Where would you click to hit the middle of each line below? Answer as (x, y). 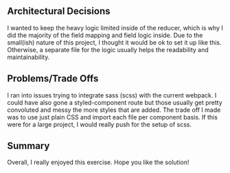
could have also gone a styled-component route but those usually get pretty (115, 102)
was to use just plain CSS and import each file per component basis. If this (113, 117)
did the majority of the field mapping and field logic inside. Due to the (105, 35)
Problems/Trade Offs (53, 79)
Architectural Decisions (59, 11)
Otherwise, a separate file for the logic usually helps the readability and (108, 49)
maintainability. (28, 57)
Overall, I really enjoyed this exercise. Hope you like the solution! (98, 162)
